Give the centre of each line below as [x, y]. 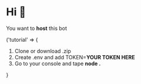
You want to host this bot [37, 28]
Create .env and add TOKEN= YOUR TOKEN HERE [75, 57]
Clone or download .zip [43, 51]
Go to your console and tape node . [58, 63]
